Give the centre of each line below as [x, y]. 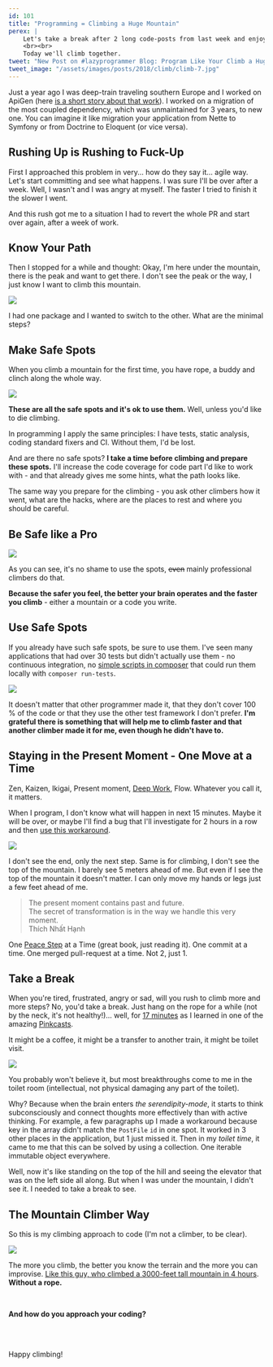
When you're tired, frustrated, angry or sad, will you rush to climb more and [134, 998]
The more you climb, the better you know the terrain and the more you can [133, 1265]
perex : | [23, 31]
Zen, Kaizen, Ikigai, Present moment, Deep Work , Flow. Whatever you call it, [135, 788]
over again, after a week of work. [64, 222]
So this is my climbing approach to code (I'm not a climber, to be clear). [128, 1234]
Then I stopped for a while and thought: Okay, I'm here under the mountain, [134, 267]
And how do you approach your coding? [77, 1314]
